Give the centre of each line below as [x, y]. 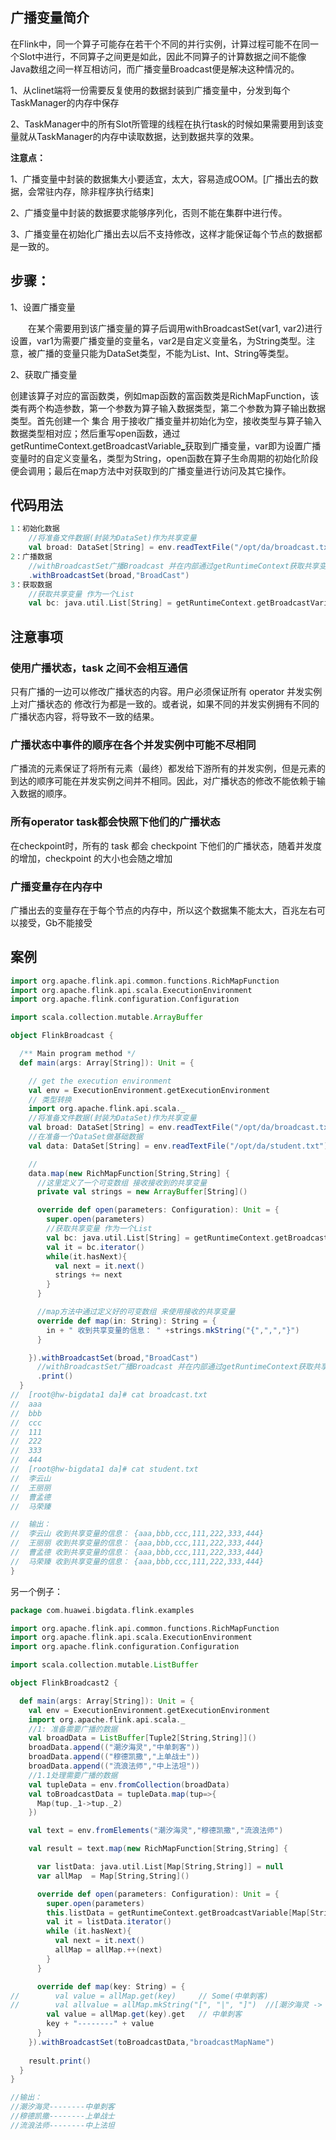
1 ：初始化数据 [35, 529]
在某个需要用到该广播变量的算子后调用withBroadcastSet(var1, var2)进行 [175, 328]
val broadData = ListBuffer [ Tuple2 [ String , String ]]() [142, 1738]
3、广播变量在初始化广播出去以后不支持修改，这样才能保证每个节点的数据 [162, 234]
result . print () [60, 2061]
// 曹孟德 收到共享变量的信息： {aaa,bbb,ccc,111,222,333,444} [137, 1553]
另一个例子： [36, 1591]
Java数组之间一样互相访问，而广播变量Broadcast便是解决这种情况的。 [155, 69]
